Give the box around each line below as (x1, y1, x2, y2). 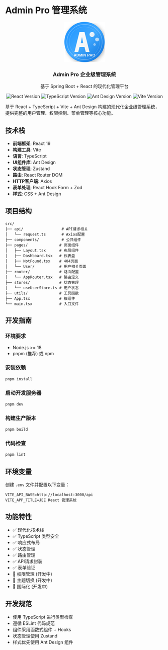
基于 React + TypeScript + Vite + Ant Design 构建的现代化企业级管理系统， (5, 104, 160, 110)
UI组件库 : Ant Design (12, 159, 56, 166)
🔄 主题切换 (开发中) (12, 577, 53, 583)
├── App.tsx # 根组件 (5, 296, 75, 301)
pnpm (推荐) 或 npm (12, 350, 54, 356)
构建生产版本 (5, 415, 37, 422)
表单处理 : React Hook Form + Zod (12, 185, 82, 191)
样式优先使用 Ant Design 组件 (12, 639, 74, 645)
